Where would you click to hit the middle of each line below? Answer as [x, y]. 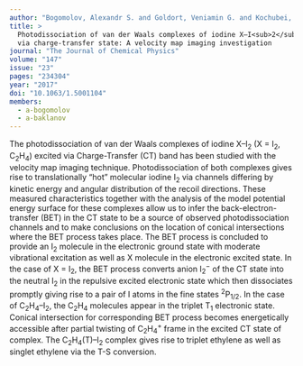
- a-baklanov [42, 118]
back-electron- [249, 207]
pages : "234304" [40, 77]
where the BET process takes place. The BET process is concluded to [139, 236]
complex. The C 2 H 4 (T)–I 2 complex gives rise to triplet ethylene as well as [145, 341]
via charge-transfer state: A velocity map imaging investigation [145, 43]
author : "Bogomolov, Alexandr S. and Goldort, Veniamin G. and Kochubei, [151, 18]
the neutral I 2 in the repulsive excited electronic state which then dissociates [151, 282]
